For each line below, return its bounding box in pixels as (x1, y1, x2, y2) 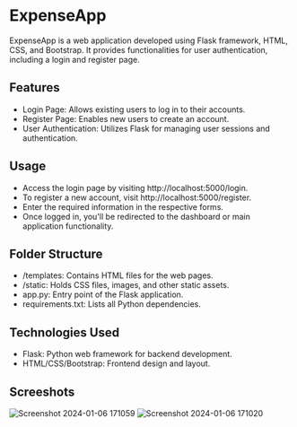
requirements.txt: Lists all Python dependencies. (22, 299, 202, 309)
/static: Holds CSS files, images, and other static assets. (22, 280, 230, 291)
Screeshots (9, 384, 75, 399)
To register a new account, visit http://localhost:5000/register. (22, 192, 252, 203)
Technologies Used (9, 325, 119, 340)
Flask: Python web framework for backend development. (22, 349, 233, 360)
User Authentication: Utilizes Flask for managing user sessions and (22, 123, 271, 134)
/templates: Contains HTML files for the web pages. (22, 270, 214, 281)
